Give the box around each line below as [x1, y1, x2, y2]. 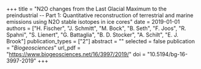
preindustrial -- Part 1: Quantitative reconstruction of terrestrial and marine [6, 12, 194, 19]
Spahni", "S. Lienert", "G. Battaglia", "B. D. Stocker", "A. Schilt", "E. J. [6, 31, 178, 38]
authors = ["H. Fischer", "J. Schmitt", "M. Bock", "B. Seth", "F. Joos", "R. [6, 24, 186, 32]
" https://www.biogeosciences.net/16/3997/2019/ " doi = [6, 51, 146, 57]
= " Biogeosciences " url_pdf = [6, 44, 81, 51]
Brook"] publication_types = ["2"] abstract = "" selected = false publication [6, 38, 196, 45]
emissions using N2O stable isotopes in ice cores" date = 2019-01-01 [6, 18, 180, 25]
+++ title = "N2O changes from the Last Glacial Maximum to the [6, 5, 167, 12]
